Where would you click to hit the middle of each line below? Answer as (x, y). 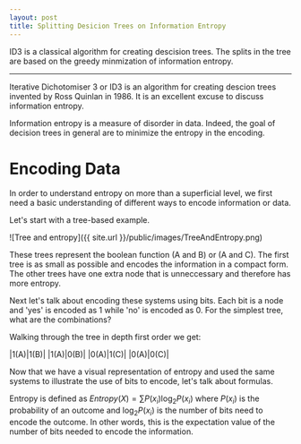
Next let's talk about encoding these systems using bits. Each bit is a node (146, 301)
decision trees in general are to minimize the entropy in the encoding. (138, 132)
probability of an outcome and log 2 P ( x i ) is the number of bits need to (136, 411)
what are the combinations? (60, 320)
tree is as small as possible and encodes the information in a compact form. (149, 264)
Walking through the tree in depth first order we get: (105, 337)
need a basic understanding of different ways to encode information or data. (150, 203)
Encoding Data (65, 169)
